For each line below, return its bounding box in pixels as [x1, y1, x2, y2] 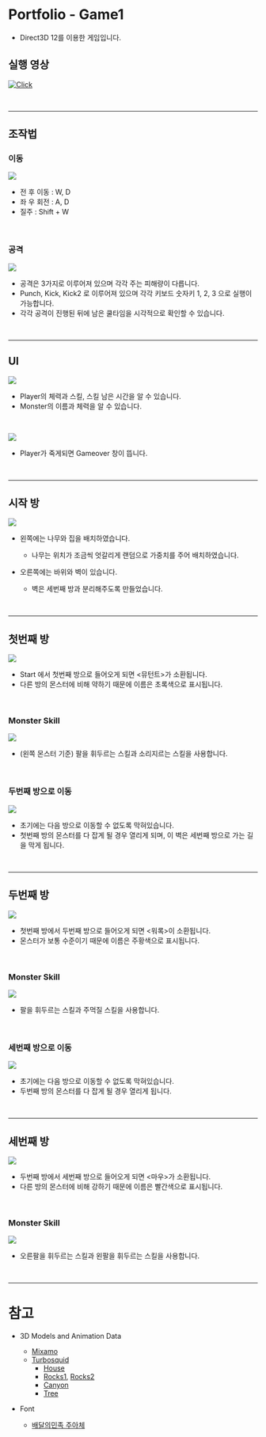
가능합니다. [19, 298, 55, 308]
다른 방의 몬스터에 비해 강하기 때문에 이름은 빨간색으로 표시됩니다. [19, 1181, 223, 1191]
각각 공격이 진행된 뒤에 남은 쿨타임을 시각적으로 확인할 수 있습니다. [19, 308, 225, 317]
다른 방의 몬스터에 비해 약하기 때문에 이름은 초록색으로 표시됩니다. [19, 679, 223, 690]
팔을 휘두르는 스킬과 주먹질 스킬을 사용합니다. [19, 1005, 160, 1014]
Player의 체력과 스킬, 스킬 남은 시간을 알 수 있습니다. [19, 391, 182, 401]
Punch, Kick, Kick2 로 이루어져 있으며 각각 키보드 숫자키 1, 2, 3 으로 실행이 [19, 288, 253, 298]
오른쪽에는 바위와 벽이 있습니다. [19, 568, 117, 577]
